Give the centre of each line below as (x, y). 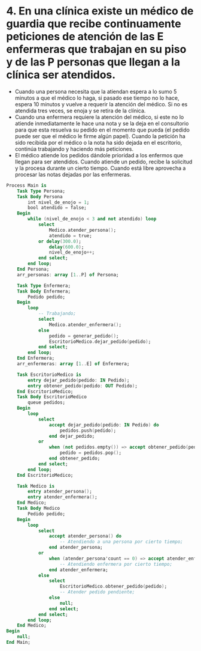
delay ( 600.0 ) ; (66, 247)
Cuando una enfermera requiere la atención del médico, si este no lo (99, 117)
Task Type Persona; (41, 191)
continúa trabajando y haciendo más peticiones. (74, 149)
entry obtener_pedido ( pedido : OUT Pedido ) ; (83, 386)
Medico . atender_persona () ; (83, 230)
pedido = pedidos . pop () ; (90, 453)
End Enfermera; (36, 359)
